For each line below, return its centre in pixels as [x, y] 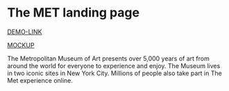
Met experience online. [40, 80]
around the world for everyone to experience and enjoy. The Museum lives [114, 65]
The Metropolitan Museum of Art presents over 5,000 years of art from [108, 58]
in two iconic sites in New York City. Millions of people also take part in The [114, 73]
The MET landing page [74, 13]
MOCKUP [21, 45]
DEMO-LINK [25, 32]
